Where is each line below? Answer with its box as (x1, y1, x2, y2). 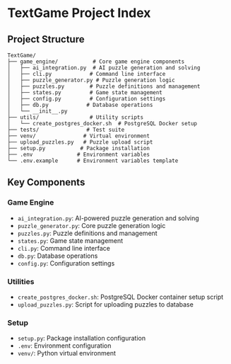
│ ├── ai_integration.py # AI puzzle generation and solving (7, 64, 201, 72)
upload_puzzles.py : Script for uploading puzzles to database (17, 300, 194, 309)
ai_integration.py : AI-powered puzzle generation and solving (17, 214, 199, 222)
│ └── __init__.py (7, 108, 69, 115)
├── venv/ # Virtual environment (7, 132, 150, 140)
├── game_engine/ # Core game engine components (7, 58, 185, 65)
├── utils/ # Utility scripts (7, 114, 143, 121)
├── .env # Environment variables (7, 151, 150, 158)
